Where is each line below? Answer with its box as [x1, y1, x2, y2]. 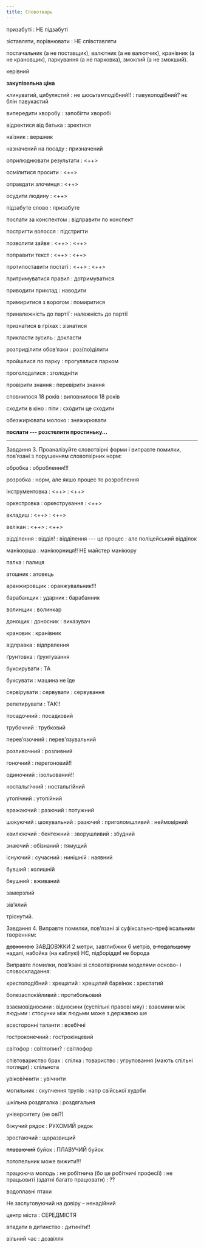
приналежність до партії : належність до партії [6, 310, 128, 317]
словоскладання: [6, 967, 51, 975]
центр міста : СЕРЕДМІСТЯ [6, 1211, 77, 1219]
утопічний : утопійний [6, 795, 63, 802]
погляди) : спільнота [6, 1063, 59, 1070]
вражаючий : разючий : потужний [6, 806, 94, 814]
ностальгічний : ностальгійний [6, 782, 85, 790]
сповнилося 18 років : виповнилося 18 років [6, 392, 120, 400]
